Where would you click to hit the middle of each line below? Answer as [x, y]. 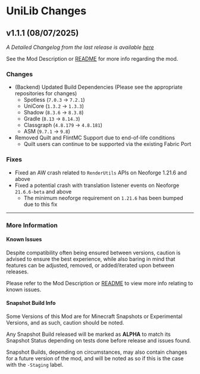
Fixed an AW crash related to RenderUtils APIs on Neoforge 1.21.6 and [101, 172]
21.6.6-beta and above [43, 191]
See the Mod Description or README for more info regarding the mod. [92, 59]
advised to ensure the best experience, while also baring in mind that [91, 259]
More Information [32, 225]
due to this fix [40, 204]
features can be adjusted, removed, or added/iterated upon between [90, 265]
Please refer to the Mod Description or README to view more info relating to [100, 283]
